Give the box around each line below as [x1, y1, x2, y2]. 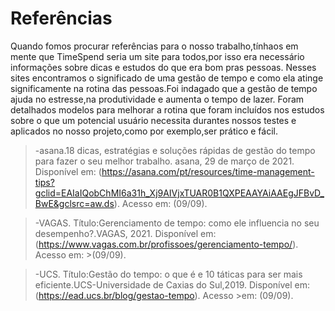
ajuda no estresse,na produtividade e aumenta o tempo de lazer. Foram [10, 93, 305, 105]
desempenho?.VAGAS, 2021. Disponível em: [34, 227, 217, 239]
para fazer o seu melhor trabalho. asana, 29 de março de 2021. [34, 155, 295, 167]
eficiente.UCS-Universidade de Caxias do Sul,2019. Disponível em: [34, 278, 311, 291]
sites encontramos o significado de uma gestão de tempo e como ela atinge [10, 72, 324, 84]
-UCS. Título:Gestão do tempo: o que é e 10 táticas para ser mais [34, 268, 303, 280]
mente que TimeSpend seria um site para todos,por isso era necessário [10, 50, 305, 62]
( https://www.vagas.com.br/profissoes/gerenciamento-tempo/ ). [34, 238, 299, 250]
